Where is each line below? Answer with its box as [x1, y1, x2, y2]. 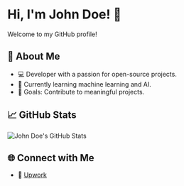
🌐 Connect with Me [7, 152, 94, 164]
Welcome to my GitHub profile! [7, 30, 97, 38]
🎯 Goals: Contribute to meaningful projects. [17, 87, 145, 96]
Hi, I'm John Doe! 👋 [7, 6, 122, 23]
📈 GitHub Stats [7, 109, 77, 121]
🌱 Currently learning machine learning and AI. [17, 80, 151, 88]
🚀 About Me [7, 50, 60, 62]
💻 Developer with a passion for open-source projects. [17, 70, 178, 78]
